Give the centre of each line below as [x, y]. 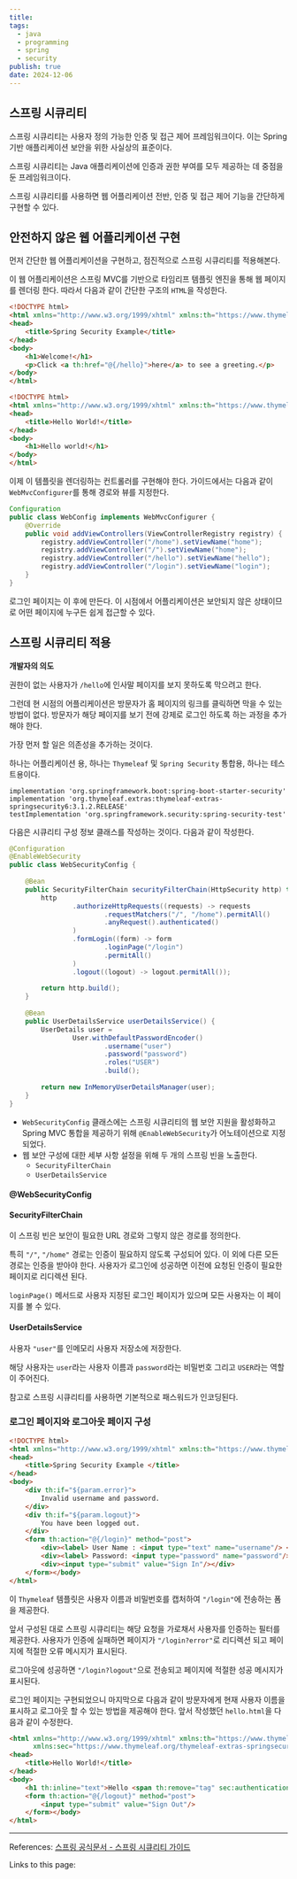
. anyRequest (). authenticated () [161, 923]
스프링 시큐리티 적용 [60, 643]
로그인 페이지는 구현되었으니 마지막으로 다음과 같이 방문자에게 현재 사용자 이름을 [147, 1699]
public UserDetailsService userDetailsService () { [120, 1021]
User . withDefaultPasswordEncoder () [137, 1038]
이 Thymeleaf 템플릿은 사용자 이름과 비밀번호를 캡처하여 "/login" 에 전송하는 [141, 1598]
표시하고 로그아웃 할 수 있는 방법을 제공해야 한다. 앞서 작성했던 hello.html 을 [141, 1711]
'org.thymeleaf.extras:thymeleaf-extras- [146, 799]
